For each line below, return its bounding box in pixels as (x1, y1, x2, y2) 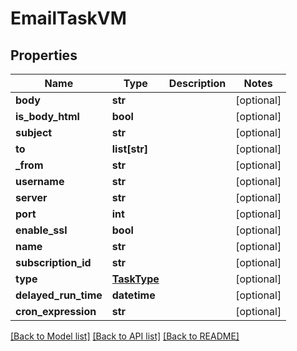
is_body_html (15, 110, 80, 123)
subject (15, 126, 53, 139)
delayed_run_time (15, 288, 103, 302)
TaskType (111, 272, 160, 286)
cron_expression (15, 305, 97, 318)
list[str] (111, 142, 149, 156)
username (15, 175, 65, 188)
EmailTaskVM (10, 7, 127, 30)
